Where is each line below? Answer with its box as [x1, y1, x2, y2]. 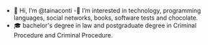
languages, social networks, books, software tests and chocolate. [13, 14, 198, 22]
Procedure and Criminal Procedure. [13, 31, 113, 39]
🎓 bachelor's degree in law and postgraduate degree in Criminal [13, 21, 196, 29]
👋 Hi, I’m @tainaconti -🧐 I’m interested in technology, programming [13, 7, 201, 14]
